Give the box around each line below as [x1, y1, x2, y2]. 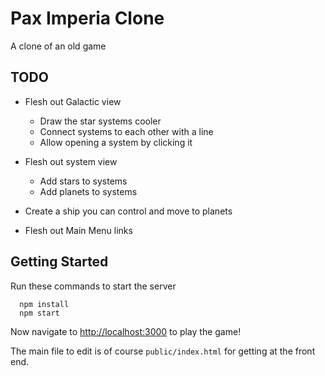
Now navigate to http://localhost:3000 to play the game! [10, 325, 242, 337]
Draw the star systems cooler [39, 115, 162, 127]
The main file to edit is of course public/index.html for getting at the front [10, 345, 316, 357]
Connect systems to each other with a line [39, 125, 214, 137]
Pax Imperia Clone [10, 7, 165, 30]
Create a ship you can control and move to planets [24, 205, 233, 217]
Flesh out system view [24, 155, 118, 167]
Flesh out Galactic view [24, 95, 122, 107]
